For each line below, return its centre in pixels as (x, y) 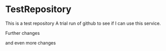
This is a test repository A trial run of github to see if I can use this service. (83, 23)
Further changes (23, 33)
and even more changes (30, 43)
